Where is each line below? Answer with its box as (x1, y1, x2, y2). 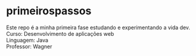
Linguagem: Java (6, 36, 49, 43)
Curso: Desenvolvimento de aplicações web (6, 30, 114, 37)
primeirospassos (6, 4, 92, 18)
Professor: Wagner (6, 43, 52, 50)
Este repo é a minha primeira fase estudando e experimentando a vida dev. (6, 24, 191, 31)
